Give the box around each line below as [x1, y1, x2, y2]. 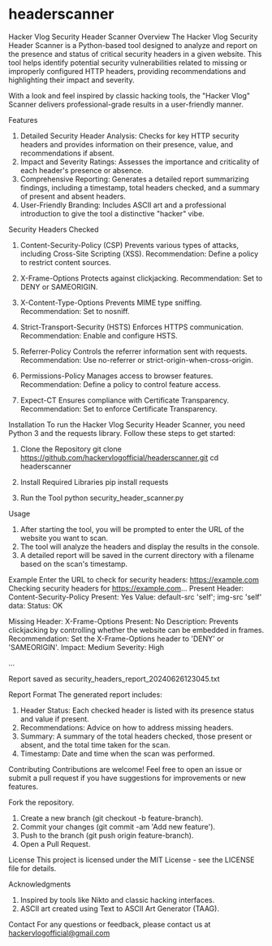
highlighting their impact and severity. [8, 75, 135, 85]
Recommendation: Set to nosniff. [19, 306, 130, 316]
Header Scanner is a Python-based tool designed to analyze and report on [8, 40, 258, 50]
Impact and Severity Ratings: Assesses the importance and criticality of [19, 156, 260, 167]
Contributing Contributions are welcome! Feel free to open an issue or [8, 764, 242, 774]
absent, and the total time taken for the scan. [19, 739, 171, 749]
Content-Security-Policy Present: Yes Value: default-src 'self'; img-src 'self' [8, 591, 262, 602]
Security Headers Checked [8, 225, 99, 234]
